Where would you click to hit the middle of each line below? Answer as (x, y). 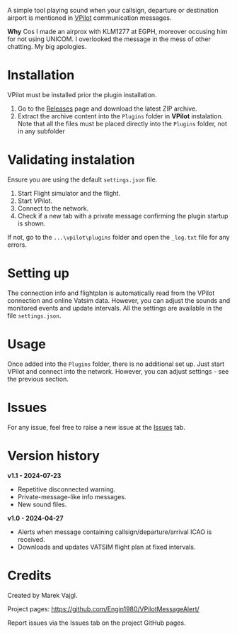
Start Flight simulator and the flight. (69, 193)
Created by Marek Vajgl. (42, 595)
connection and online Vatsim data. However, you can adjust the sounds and (119, 300)
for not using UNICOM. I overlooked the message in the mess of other (109, 39)
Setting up (38, 273)
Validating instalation (71, 160)
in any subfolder (41, 131)
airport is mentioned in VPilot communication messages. (89, 18)
